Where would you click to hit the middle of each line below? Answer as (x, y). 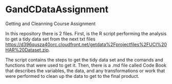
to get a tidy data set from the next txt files (51, 39)
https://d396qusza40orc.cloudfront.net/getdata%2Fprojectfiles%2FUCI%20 (86, 44)
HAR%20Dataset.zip (27, 50)
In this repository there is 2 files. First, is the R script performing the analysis (86, 33)
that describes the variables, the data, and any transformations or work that (85, 71)
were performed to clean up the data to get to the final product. (72, 76)
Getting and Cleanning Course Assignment (51, 24)
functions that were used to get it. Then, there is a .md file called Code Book (86, 65)
